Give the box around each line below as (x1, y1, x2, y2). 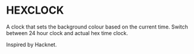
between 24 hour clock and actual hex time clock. (6, 29, 129, 36)
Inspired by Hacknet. (6, 41, 58, 48)
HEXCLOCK (6, 4, 64, 17)
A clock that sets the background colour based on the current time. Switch (6, 23, 189, 30)
